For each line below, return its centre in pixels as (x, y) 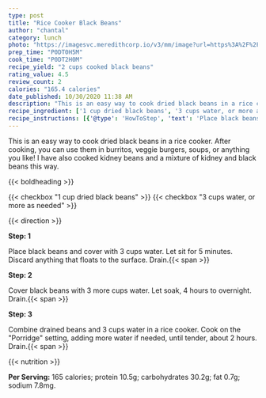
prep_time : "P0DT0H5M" (46, 52)
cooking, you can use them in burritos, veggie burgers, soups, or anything (129, 149)
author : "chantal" (38, 30)
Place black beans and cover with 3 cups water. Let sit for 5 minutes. (121, 251)
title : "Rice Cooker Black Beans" (65, 23)
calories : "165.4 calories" (55, 89)
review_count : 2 (35, 81)
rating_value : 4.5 (38, 74)
